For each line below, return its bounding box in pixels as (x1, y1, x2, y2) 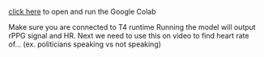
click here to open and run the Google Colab (8, 7, 156, 16)
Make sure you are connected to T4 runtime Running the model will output (8, 22, 257, 31)
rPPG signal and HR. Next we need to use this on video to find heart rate (8, 31, 249, 40)
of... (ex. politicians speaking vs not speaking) (8, 39, 162, 49)
